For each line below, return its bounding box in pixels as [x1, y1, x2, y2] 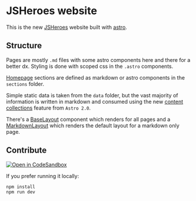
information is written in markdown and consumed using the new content [6, 98, 184, 105]
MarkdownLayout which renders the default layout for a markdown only [6, 122, 180, 129]
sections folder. [6, 80, 44, 87]
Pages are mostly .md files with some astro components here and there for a [6, 56, 191, 63]
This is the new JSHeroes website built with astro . [6, 24, 128, 31]
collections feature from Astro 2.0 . [6, 104, 91, 111]
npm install [6, 184, 35, 190]
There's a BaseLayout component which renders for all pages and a [6, 116, 171, 123]
